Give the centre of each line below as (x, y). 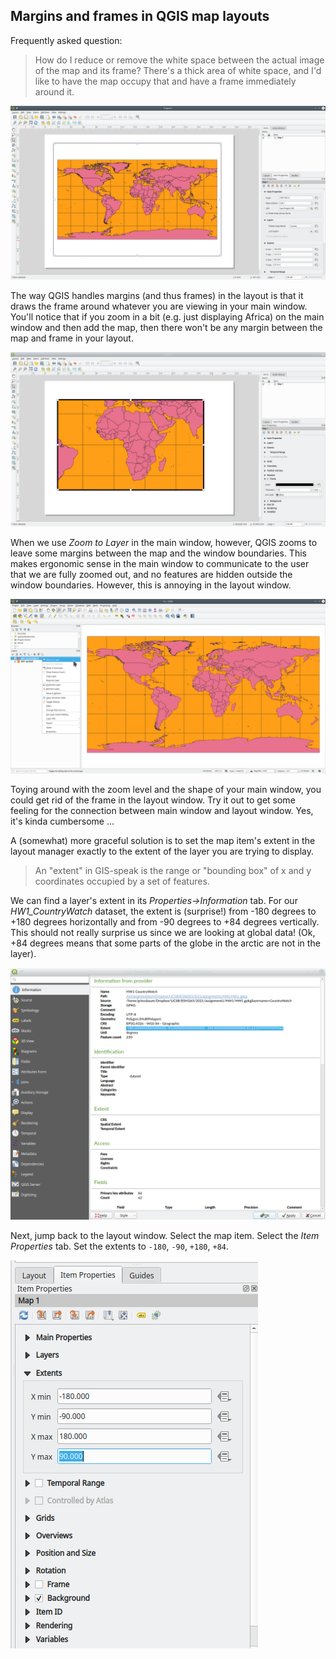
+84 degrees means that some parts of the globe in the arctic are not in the (165, 943)
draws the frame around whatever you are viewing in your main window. (159, 306)
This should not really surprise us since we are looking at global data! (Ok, (163, 932)
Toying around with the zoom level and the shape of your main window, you (166, 789)
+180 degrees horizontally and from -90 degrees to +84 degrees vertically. (165, 921)
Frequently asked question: (66, 40)
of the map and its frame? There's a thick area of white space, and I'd (178, 70)
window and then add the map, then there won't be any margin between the (166, 328)
